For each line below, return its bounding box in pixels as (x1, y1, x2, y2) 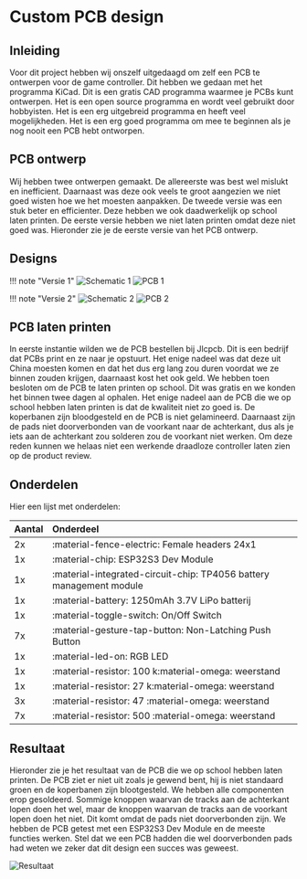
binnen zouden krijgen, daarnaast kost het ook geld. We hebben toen (9, 373, 270, 384)
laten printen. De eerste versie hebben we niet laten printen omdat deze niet (9, 215, 296, 226)
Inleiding (9, 43, 61, 58)
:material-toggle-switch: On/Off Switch (51, 609, 222, 622)
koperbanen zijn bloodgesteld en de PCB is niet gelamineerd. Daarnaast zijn (9, 411, 296, 422)
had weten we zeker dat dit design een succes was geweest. (9, 842, 239, 853)
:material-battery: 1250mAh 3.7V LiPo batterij (51, 594, 251, 607)
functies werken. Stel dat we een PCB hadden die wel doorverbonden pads (9, 833, 293, 844)
